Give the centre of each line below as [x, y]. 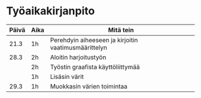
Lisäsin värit [67, 76]
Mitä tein [121, 30]
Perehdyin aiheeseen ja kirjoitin [94, 40]
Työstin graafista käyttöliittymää [95, 67]
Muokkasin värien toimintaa [89, 86]
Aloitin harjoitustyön [78, 57]
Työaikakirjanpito [51, 11]
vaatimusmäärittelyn [79, 47]
